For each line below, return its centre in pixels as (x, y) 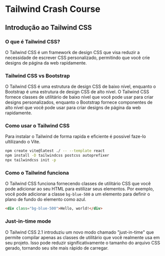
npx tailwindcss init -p (31, 160)
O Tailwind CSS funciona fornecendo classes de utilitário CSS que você (78, 184)
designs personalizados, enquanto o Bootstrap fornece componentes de (79, 102)
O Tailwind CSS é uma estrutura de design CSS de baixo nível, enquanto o (81, 87)
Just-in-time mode (28, 221)
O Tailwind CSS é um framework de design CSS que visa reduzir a (72, 52)
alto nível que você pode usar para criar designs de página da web (73, 108)
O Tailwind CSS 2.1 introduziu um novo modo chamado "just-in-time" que (80, 232)
